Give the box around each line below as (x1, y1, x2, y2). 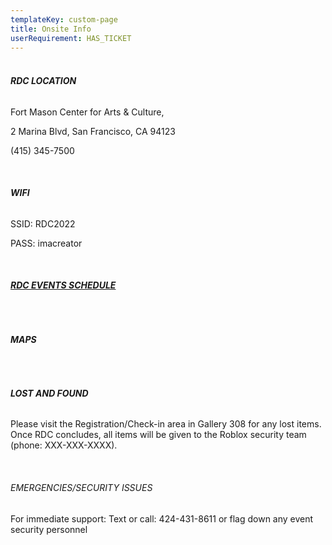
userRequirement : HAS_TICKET (10, 33, 132, 43)
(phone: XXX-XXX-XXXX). (10, 439, 118, 451)
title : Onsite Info (10, 24, 92, 34)
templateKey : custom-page (10, 14, 118, 25)
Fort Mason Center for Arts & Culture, (10, 106, 165, 118)
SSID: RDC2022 (10, 217, 76, 230)
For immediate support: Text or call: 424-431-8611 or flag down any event (10, 512, 314, 525)
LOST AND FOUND (10, 387, 89, 399)
